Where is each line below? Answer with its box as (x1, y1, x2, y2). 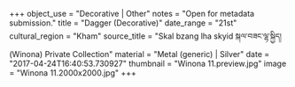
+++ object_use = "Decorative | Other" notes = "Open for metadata (9, 9, 255, 18)
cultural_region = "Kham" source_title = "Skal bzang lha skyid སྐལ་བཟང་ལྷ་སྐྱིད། (9, 31, 282, 41)
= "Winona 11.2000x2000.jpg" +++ (9, 68, 137, 78)
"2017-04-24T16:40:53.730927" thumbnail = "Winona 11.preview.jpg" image (9, 58, 287, 69)
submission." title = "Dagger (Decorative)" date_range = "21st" (9, 18, 237, 28)
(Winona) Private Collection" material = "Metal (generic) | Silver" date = (9, 49, 270, 59)
